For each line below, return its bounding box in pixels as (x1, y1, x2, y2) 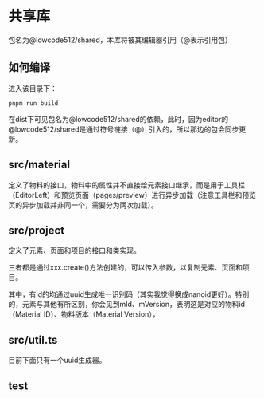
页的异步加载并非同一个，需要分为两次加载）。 (8, 200, 158, 210)
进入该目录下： (8, 83, 57, 93)
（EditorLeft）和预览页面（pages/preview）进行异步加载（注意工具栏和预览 (8, 190, 256, 199)
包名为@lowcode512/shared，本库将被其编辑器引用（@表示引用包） (8, 35, 232, 45)
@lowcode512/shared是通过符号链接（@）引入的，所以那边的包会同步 (8, 124, 239, 134)
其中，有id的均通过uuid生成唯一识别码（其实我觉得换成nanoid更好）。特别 (8, 290, 250, 299)
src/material (8, 158, 70, 171)
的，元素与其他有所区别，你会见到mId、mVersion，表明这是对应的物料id (8, 300, 245, 309)
